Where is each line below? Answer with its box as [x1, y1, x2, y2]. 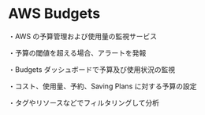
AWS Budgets [8, 5, 101, 23]
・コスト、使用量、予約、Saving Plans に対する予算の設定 [8, 81, 197, 91]
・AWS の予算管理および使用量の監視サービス [8, 31, 158, 41]
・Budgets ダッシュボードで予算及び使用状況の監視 [8, 64, 176, 74]
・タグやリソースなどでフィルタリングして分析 [8, 98, 160, 107]
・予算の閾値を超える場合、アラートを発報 [8, 48, 147, 57]
